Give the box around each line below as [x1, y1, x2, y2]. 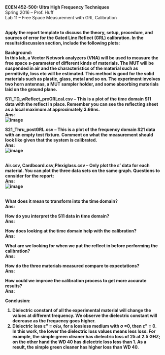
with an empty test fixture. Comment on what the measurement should [5, 132, 154, 137]
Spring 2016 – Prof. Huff [5, 9, 54, 15]
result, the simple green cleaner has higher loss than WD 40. [12, 344, 139, 350]
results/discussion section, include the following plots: [5, 40, 120, 46]
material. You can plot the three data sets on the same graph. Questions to [5, 168, 160, 174]
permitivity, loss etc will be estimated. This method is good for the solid [5, 71, 154, 76]
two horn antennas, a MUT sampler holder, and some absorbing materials [5, 81, 159, 87]
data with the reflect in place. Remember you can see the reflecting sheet [5, 101, 159, 107]
